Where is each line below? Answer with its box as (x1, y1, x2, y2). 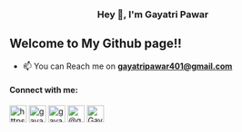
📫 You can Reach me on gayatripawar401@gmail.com (22, 61, 233, 71)
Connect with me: (9, 85, 79, 96)
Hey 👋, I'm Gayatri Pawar (96, 8, 209, 21)
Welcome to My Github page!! (9, 36, 182, 52)
